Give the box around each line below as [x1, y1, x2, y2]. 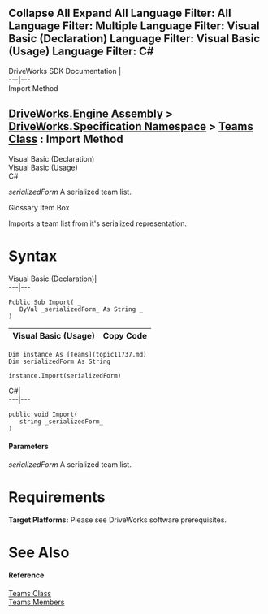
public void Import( [8, 410, 79, 418]
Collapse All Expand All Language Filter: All [8, 6, 231, 20]
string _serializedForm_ [19, 417, 104, 426]
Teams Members [8, 597, 65, 608]
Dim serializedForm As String [8, 357, 111, 365]
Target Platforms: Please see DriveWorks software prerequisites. [8, 515, 227, 525]
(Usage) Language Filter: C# [8, 45, 154, 58]
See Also [8, 543, 70, 561]
